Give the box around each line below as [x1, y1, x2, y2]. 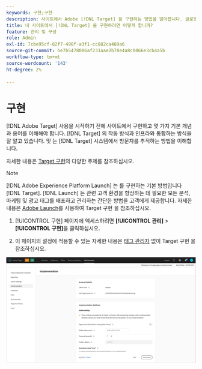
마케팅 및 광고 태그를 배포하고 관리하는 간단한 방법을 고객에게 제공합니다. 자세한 [6, 197, 192, 204]
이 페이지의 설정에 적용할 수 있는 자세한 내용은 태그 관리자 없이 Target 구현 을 [14, 238, 196, 245]
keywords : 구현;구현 [6, 10, 53, 16]
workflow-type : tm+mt [6, 54, 61, 60]
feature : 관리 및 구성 [6, 29, 57, 35]
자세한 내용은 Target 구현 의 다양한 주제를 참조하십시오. [6, 158, 135, 165]
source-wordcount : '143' [6, 60, 69, 66]
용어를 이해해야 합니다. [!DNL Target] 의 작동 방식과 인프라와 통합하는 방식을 [12, 130, 192, 137]
